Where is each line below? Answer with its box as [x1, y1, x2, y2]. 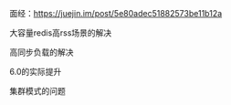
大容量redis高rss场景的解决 [9, 27, 112, 38]
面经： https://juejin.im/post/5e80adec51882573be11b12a [9, 8, 223, 18]
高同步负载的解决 [9, 47, 74, 58]
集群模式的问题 [9, 86, 66, 96]
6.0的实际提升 [9, 67, 62, 77]
